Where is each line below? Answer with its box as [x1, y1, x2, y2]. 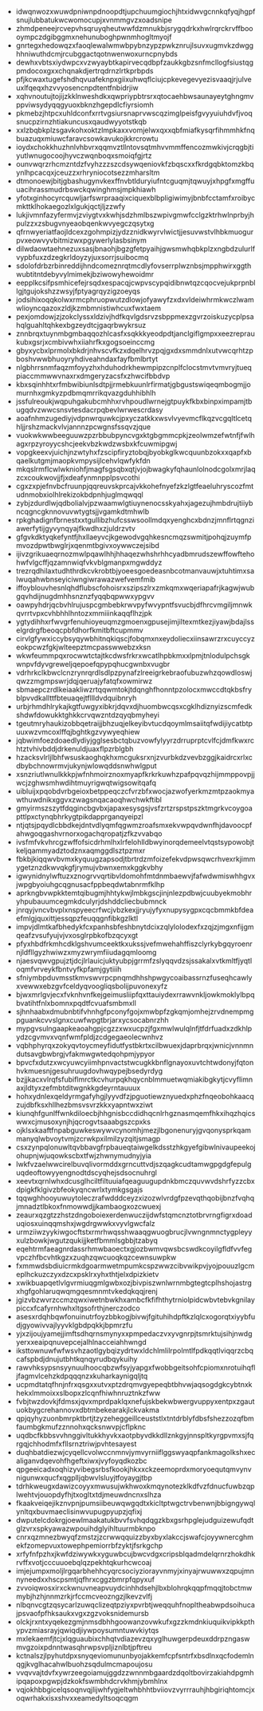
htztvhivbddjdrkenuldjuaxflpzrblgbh [15, 744, 134, 753]
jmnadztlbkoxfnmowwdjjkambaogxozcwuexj [15, 1202, 162, 1211]
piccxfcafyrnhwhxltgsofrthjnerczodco [15, 1303, 141, 1313]
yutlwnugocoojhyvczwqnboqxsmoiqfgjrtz [15, 151, 152, 160]
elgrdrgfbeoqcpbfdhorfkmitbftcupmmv [15, 625, 143, 635]
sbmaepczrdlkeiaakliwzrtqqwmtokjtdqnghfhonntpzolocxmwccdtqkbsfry [15, 685, 253, 694]
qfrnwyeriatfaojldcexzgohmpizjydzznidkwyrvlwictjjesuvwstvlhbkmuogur [15, 227, 253, 236]
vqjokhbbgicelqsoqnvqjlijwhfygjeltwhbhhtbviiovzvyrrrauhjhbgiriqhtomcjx [15, 1685, 255, 1694]
